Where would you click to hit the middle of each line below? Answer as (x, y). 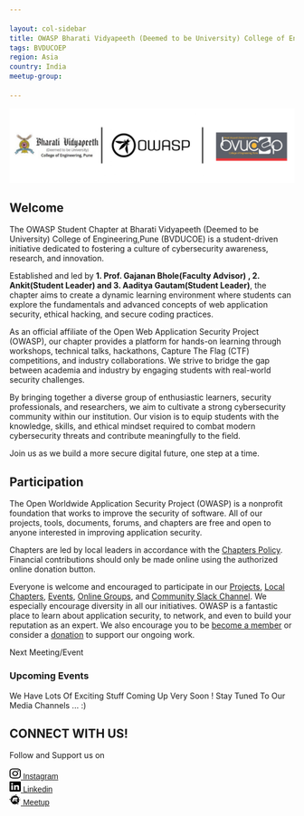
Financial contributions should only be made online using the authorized (144, 560)
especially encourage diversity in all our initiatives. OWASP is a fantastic (144, 606)
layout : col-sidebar (48, 28)
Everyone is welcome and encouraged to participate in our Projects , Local (147, 587)
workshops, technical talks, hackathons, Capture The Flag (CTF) (129, 351)
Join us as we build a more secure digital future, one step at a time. (134, 453)
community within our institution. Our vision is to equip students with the (144, 417)
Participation (47, 482)
